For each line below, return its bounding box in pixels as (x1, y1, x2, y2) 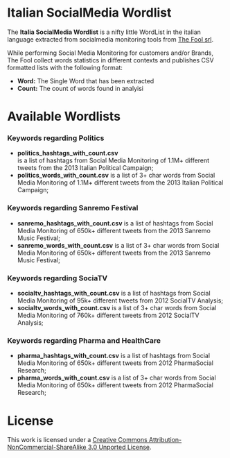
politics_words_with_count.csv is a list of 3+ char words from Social (17, 171, 215, 180)
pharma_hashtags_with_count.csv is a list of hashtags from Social (17, 352, 210, 360)
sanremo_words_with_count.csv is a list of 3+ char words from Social (17, 241, 220, 249)
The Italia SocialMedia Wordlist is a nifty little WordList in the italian (7, 28, 201, 36)
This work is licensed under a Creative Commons (7, 436, 148, 444)
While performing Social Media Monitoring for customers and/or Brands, (7, 49, 213, 57)
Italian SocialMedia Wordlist (7, 5, 172, 21)
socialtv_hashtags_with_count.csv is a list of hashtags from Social (17, 289, 211, 298)
